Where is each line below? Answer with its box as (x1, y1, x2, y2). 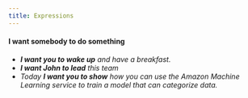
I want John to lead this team (19, 63, 119, 72)
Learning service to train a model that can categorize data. (19, 80, 218, 89)
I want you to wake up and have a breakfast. (19, 54, 171, 64)
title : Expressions (8, 11, 74, 20)
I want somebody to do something (8, 37, 125, 47)
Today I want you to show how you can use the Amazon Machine (19, 71, 240, 81)
